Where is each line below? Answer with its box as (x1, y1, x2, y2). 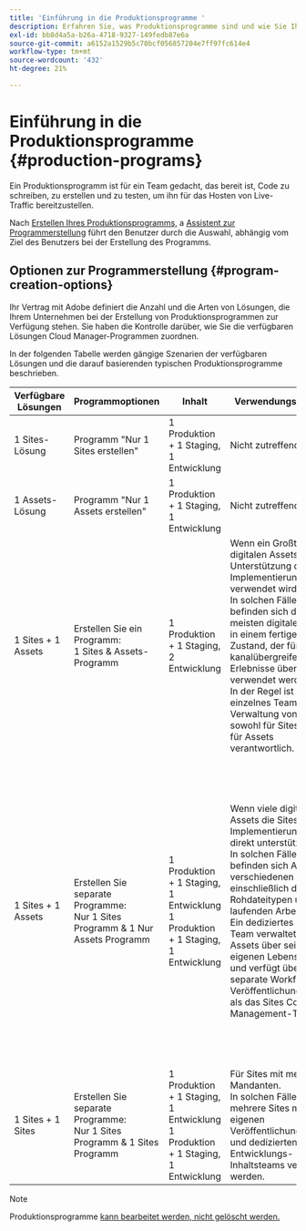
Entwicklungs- (229, 1147, 294, 1160)
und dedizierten (229, 1135, 298, 1148)
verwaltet (256, 927, 297, 939)
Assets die (229, 813, 275, 826)
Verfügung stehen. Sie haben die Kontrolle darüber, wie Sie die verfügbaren (9, 321, 294, 332)
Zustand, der (229, 639, 285, 651)
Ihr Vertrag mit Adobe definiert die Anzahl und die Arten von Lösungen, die (9, 302, 291, 313)
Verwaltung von (229, 707, 298, 720)
